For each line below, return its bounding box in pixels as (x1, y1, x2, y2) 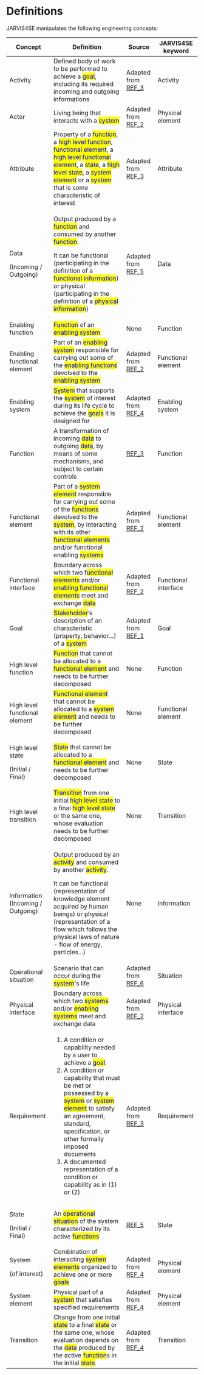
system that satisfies (53, 1295, 112, 1304)
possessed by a (63, 1088, 109, 1097)
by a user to (63, 1051, 98, 1059)
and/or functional (53, 543, 103, 551)
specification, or (63, 1127, 110, 1135)
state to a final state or (53, 1320, 117, 1329)
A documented (63, 1157, 106, 1166)
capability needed (63, 1043, 115, 1051)
